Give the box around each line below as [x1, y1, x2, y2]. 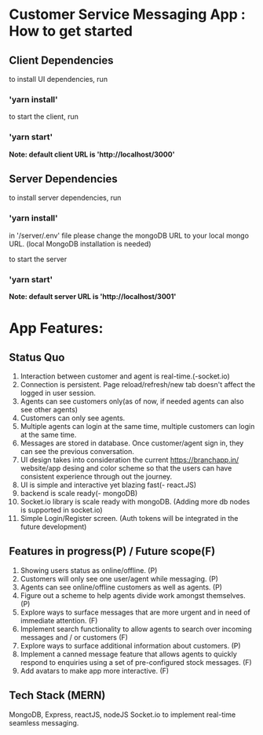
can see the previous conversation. [20, 447, 134, 456]
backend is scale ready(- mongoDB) [20, 489, 138, 497]
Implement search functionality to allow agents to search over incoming [20, 624, 252, 633]
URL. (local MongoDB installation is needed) [9, 238, 152, 249]
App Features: [9, 319, 104, 338]
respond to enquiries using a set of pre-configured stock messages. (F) [20, 657, 252, 667]
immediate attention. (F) [20, 615, 98, 625]
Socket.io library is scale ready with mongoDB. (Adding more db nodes [20, 497, 250, 506]
